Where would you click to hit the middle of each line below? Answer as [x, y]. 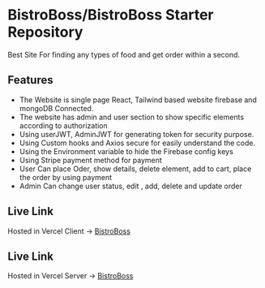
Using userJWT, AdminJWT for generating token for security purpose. [137, 134]
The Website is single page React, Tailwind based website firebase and [138, 100]
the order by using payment [66, 177]
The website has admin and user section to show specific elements [132, 117]
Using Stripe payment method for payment [91, 160]
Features [30, 80]
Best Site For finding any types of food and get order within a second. [124, 54]
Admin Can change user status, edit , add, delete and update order [130, 186]
